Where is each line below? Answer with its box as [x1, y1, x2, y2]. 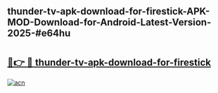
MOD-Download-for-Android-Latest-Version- [7, 17, 212, 29]
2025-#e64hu [7, 27, 71, 39]
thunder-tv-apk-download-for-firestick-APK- [7, 6, 210, 17]
